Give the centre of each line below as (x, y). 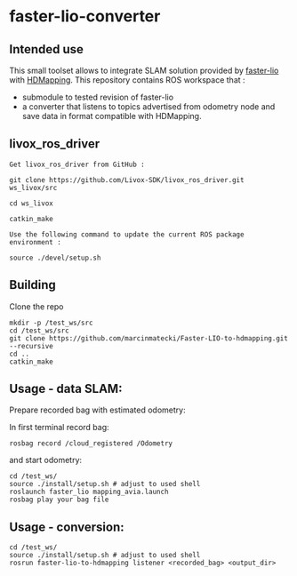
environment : (36, 242)
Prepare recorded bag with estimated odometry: (97, 410)
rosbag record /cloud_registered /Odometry (91, 444)
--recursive (31, 346)
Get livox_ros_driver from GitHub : (77, 164)
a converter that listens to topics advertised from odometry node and (148, 107)
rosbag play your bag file (59, 500)
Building (32, 285)
